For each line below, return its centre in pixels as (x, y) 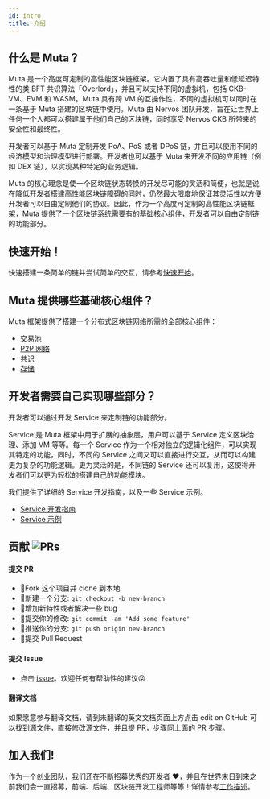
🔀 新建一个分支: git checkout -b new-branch (92, 598)
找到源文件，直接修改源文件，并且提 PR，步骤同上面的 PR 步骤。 (122, 727)
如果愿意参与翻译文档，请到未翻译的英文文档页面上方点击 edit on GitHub (128, 717)
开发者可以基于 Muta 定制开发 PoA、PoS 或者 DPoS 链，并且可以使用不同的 (133, 147)
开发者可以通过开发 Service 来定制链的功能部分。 (90, 417)
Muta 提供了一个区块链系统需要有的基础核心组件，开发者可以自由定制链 (141, 213)
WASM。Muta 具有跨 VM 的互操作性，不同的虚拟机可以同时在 (155, 99)
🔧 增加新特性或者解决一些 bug (69, 608)
